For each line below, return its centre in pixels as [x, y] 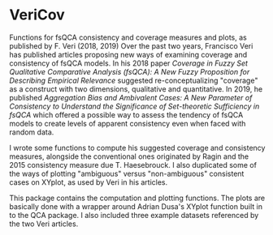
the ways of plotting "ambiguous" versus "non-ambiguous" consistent [127, 173]
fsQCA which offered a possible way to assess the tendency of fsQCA [126, 114]
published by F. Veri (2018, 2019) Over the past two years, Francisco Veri [131, 45]
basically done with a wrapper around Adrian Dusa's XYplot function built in [136, 206]
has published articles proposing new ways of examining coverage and [128, 54]
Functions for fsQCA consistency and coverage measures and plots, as [128, 37]
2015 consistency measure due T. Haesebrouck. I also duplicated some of [133, 164]
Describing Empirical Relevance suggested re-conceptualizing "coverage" [134, 80]
